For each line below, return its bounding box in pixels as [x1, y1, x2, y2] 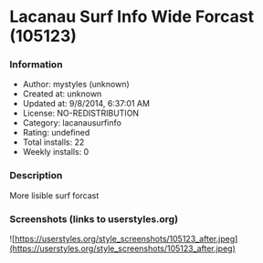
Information [9, 58, 63, 71]
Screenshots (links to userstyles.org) [9, 212, 179, 225]
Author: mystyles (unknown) [22, 79, 130, 90]
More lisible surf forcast [9, 189, 100, 201]
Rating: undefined [22, 127, 90, 138]
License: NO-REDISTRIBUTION [22, 107, 140, 119]
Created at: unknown [22, 88, 102, 99]
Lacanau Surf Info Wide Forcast [9, 6, 255, 27]
